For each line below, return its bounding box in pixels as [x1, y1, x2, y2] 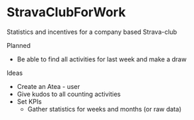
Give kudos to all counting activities [16, 90, 121, 98]
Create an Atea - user [16, 82, 81, 90]
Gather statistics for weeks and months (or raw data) [27, 104, 182, 113]
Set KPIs [16, 97, 42, 106]
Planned [6, 41, 31, 49]
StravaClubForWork [6, 4, 126, 20]
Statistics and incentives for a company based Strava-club [6, 28, 178, 36]
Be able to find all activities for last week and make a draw [16, 54, 187, 64]
